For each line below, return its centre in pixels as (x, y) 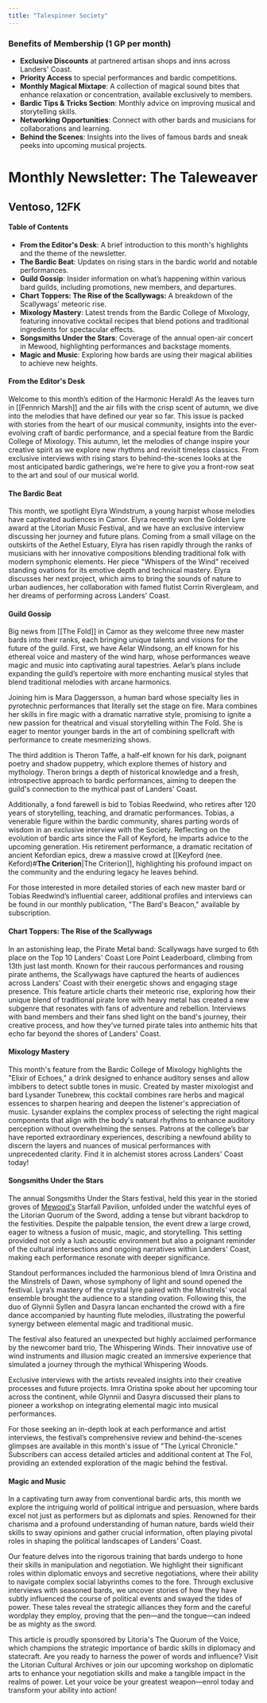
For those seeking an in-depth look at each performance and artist (117, 1428)
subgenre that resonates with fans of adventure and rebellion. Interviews (127, 1008)
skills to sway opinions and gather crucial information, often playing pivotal (130, 1533)
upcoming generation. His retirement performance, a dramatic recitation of (130, 847)
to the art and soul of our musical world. (74, 475)
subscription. (30, 913)
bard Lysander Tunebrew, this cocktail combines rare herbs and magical (126, 1094)
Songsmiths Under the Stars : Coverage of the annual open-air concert (136, 337)
